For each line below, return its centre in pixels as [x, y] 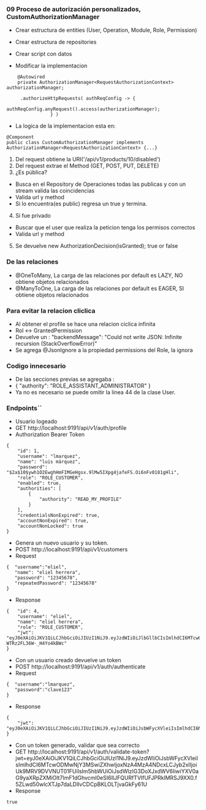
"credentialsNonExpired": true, [59, 516]
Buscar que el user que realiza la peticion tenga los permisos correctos [105, 227]
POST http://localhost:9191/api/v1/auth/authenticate [80, 667]
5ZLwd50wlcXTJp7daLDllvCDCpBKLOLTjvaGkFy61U [81, 784]
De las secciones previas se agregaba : [65, 380]
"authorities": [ [40, 489]
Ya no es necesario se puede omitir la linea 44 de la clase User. [95, 392]
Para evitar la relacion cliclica [51, 310]
